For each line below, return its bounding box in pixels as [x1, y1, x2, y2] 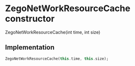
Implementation [5, 43, 55, 51]
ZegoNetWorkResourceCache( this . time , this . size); [5, 56, 109, 61]
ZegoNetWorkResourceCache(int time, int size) [5, 29, 101, 35]
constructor [5, 13, 55, 24]
